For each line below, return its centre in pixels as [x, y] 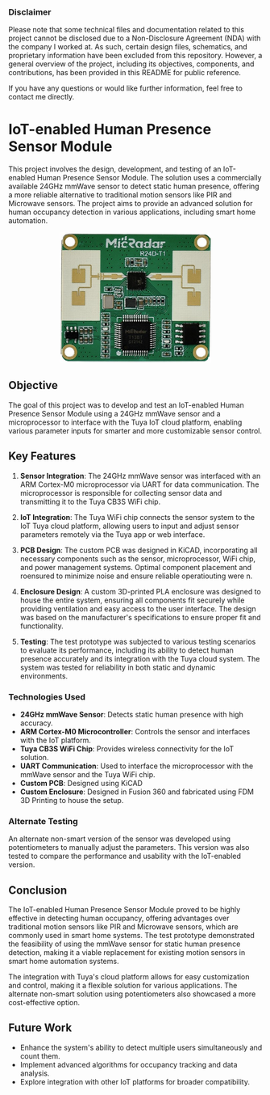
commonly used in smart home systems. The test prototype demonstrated [132, 936]
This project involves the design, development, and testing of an [115, 169]
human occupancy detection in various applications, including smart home [132, 212]
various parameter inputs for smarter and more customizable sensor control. [135, 430]
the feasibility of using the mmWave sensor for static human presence [125, 944]
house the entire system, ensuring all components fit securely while [132, 600]
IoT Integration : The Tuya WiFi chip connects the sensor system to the [137, 517]
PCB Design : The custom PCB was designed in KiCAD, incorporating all [139, 550]
